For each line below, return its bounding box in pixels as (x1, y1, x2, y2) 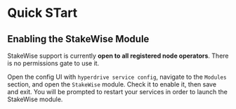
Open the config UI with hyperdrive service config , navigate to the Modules (7, 72, 227, 81)
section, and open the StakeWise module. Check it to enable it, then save (7, 80, 216, 89)
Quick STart (7, 5, 78, 21)
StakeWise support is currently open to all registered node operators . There (7, 51, 230, 60)
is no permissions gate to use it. (7, 59, 100, 68)
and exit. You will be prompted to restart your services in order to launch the (7, 88, 228, 96)
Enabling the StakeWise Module (7, 33, 150, 45)
